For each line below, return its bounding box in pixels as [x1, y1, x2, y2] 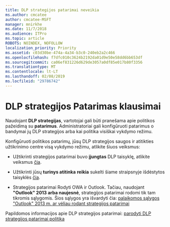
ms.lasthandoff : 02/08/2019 [5, 74, 65, 79]
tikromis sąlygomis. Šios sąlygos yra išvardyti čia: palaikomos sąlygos [12, 195, 160, 201]
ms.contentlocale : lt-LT [5, 69, 58, 74]
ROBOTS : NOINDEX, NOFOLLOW [5, 41, 63, 46]
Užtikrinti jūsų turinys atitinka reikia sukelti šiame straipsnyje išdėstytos [12, 169, 165, 175]
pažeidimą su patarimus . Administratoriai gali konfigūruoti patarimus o [5, 123, 154, 129]
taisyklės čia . [12, 174, 40, 180]
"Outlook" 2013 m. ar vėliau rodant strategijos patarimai [12, 200, 130, 207]
